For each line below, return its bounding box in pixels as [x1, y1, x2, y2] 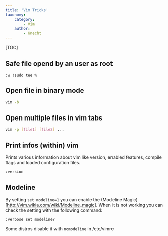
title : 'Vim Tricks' [5, 7, 49, 13]
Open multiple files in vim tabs [5, 113, 103, 122]
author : [14, 26, 30, 31]
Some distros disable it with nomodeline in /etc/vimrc [5, 225, 114, 232]
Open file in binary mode [5, 86, 84, 95]
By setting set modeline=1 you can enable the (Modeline [5, 196, 122, 202]
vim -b [5, 99, 19, 105]
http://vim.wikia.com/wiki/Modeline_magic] [7, 202, 97, 208]
